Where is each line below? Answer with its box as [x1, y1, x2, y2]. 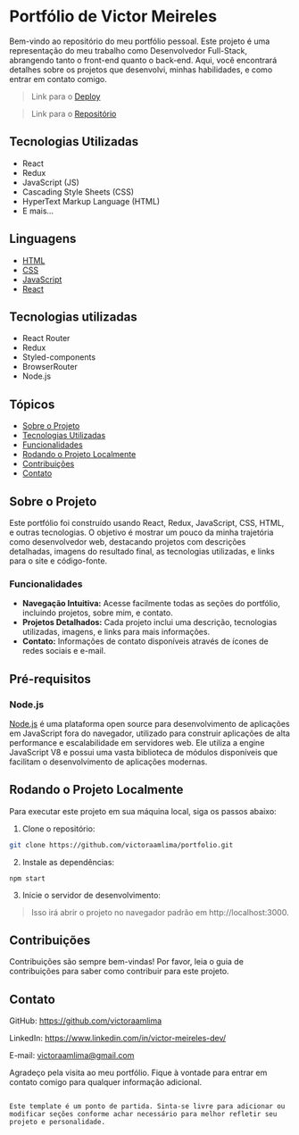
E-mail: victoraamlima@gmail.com [9, 1050, 135, 1061]
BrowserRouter [21, 362, 78, 372]
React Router [21, 333, 71, 344]
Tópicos [9, 396, 55, 412]
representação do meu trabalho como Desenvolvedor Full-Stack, [9, 45, 248, 55]
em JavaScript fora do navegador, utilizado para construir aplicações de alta [9, 728, 290, 739]
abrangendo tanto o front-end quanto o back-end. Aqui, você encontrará [9, 54, 278, 65]
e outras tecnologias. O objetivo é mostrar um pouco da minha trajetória [9, 527, 274, 538]
